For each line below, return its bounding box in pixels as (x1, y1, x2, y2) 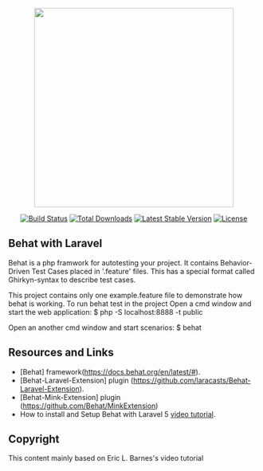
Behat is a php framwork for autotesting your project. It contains (8, 257, 219, 267)
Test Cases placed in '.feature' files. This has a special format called (31, 266, 255, 276)
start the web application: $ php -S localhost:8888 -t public (8, 307, 203, 316)
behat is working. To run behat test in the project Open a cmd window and (8, 299, 252, 308)
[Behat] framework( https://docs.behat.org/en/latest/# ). (19, 367, 201, 376)
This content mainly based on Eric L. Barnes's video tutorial (8, 453, 204, 463)
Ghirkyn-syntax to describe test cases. (8, 275, 136, 285)
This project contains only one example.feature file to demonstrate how (8, 290, 243, 300)
